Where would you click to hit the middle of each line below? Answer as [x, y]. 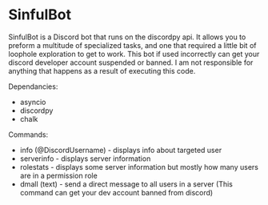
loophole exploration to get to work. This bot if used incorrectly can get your [134, 54]
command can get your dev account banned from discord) [116, 192]
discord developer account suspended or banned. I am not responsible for [131, 62]
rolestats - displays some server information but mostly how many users [139, 167]
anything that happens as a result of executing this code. [102, 70]
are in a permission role [58, 175]
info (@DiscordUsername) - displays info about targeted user [121, 150]
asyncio [33, 102]
